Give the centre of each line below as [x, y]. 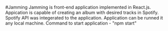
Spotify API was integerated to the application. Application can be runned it [84, 18]
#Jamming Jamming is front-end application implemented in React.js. [78, 7]
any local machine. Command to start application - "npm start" [71, 23]
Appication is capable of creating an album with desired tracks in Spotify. [82, 12]
